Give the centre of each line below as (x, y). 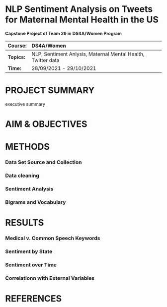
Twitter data (45, 60)
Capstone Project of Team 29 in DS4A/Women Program (64, 33)
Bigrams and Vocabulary (36, 202)
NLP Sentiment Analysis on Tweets (79, 9)
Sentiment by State (29, 251)
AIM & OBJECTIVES (46, 124)
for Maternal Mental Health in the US (82, 20)
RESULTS (25, 223)
